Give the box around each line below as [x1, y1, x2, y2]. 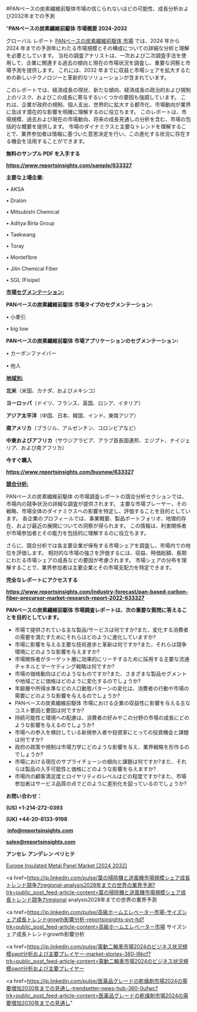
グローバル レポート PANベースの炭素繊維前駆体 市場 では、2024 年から [6, 38, 180, 44]
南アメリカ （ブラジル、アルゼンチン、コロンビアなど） [6, 424, 140, 431]
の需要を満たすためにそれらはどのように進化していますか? [14, 633, 157, 640]
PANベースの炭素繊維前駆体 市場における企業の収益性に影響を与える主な [14, 700, 191, 706]
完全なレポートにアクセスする [6, 577, 78, 583]
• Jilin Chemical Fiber [6, 265, 59, 272]
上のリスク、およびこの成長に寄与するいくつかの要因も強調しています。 [6, 94, 180, 101]
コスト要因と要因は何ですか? [14, 707, 84, 714]
